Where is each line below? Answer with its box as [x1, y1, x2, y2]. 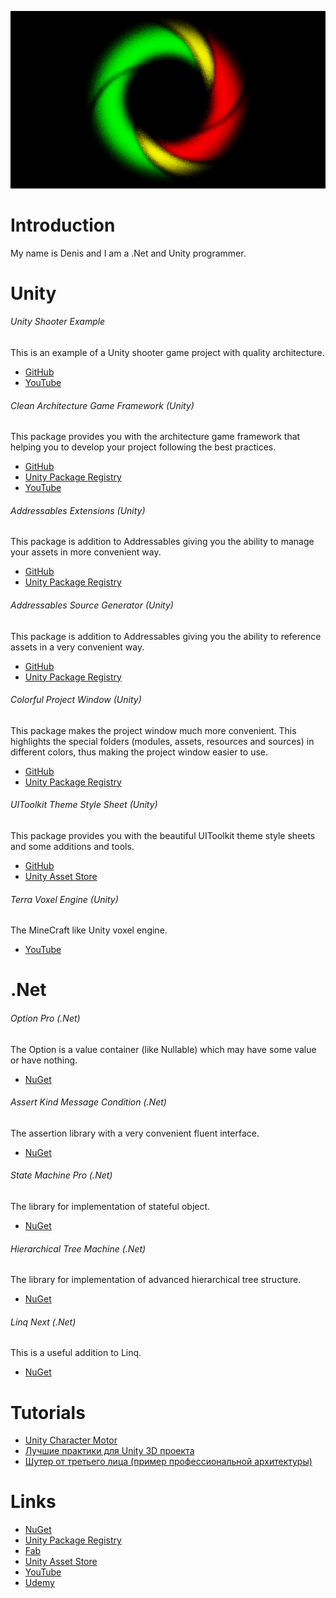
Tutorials [10, 1401, 86, 1424]
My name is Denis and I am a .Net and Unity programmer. [10, 247, 247, 259]
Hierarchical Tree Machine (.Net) [10, 1242, 147, 1255]
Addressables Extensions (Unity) [10, 504, 146, 516]
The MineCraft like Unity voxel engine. [10, 924, 168, 936]
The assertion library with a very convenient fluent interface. [10, 1127, 260, 1139]
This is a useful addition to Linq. [10, 1347, 142, 1359]
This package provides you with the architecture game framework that [10, 431, 301, 443]
